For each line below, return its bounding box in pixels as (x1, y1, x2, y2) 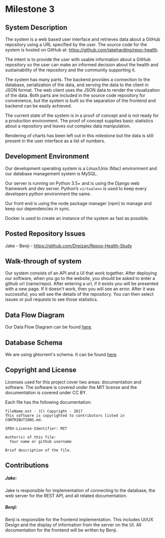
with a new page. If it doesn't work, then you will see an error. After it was (5, 286, 155, 292)
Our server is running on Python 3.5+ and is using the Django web (5, 180, 140, 186)
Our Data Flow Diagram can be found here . (5, 324, 92, 330)
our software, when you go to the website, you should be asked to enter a (5, 275, 156, 281)
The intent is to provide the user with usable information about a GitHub (5, 56, 151, 62)
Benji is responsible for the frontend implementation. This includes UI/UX (5, 517, 154, 523)
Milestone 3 (5, 3, 55, 15)
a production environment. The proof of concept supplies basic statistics (5, 118, 154, 123)
